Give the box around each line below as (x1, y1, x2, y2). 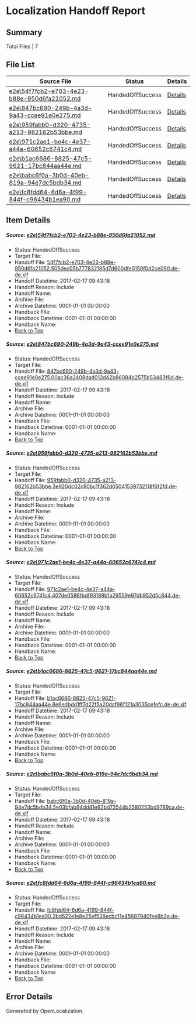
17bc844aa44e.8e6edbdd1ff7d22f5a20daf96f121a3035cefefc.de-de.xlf (14, 701, 187, 708)
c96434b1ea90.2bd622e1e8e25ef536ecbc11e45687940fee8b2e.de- (14, 912, 180, 919)
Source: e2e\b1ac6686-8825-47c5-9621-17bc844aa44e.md (6, 667, 157, 674)
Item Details (6, 215, 51, 225)
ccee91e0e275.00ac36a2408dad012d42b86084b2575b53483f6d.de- (14, 374, 184, 381)
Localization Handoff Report (6, 4, 146, 18)
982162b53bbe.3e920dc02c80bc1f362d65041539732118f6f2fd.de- (14, 483, 178, 490)
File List (6, 60, 35, 70)
